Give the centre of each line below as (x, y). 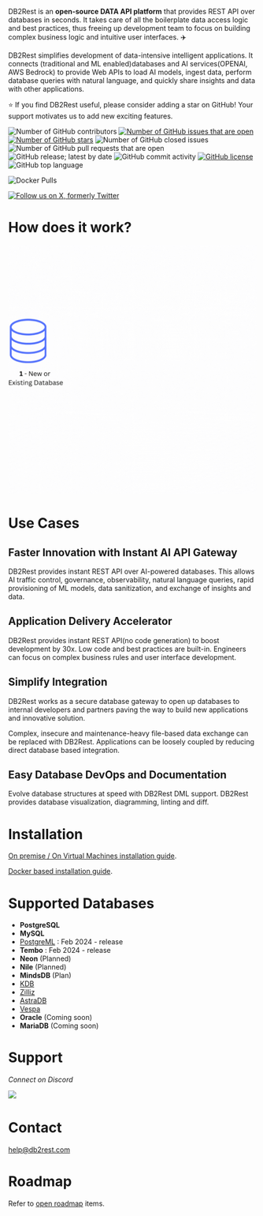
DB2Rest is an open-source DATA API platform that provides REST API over (132, 11)
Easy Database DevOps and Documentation (117, 775)
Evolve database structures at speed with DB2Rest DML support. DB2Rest (128, 794)
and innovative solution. (47, 717)
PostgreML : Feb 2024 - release (71, 942)
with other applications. (46, 89)
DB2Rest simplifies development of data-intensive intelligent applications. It (131, 55)
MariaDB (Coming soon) (59, 1026)
